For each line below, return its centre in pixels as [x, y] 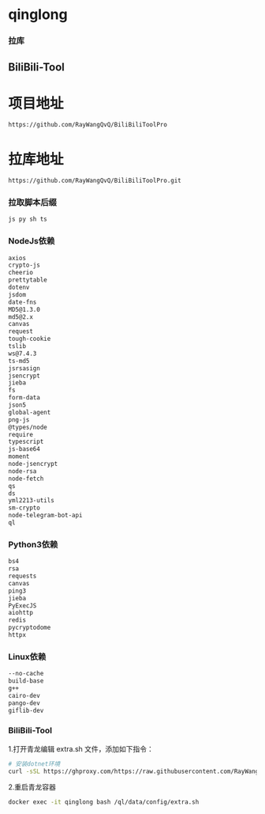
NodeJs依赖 [32, 241]
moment [19, 456]
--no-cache [26, 674]
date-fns [22, 302]
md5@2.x [21, 317]
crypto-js [24, 265]
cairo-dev [24, 695]
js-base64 [24, 449]
